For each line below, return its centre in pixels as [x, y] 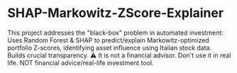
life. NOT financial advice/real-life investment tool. [81, 62]
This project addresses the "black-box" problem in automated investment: [115, 33]
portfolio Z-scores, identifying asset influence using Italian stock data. [109, 47]
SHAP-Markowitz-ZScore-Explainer [116, 13]
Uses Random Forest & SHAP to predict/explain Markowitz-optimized [108, 40]
